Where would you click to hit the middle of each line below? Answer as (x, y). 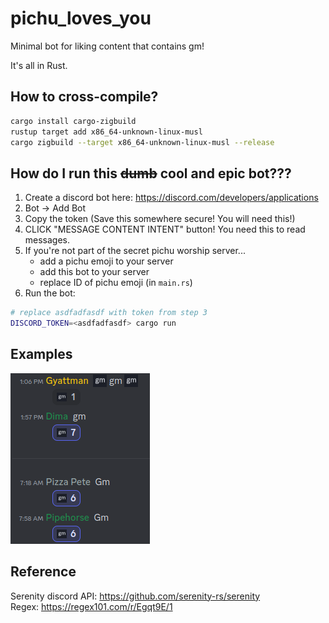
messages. (47, 240)
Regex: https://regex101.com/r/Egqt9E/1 (91, 606)
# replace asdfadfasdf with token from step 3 (109, 313)
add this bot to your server (94, 272)
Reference (43, 572)
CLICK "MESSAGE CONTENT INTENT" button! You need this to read (165, 229)
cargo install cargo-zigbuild (73, 121)
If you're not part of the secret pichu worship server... (135, 251)
